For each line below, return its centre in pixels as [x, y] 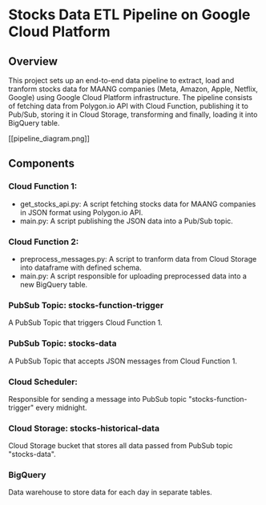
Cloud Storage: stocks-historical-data [84, 428]
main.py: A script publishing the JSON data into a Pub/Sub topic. [127, 221]
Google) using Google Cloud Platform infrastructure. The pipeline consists [130, 97]
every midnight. [61, 407]
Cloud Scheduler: [43, 382]
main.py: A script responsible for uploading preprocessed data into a [133, 276]
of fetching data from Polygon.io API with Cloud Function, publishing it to [128, 106]
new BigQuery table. [54, 284]
